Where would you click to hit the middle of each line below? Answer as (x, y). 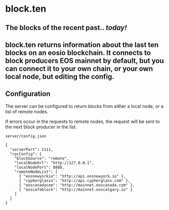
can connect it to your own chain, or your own (79, 68)
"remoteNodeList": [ (36, 172)
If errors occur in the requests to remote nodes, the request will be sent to (82, 121)
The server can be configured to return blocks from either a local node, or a (84, 106)
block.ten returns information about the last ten (82, 44)
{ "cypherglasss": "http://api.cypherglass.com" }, (74, 181)
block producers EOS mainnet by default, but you (84, 61)
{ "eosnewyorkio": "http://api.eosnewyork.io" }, (72, 176)
